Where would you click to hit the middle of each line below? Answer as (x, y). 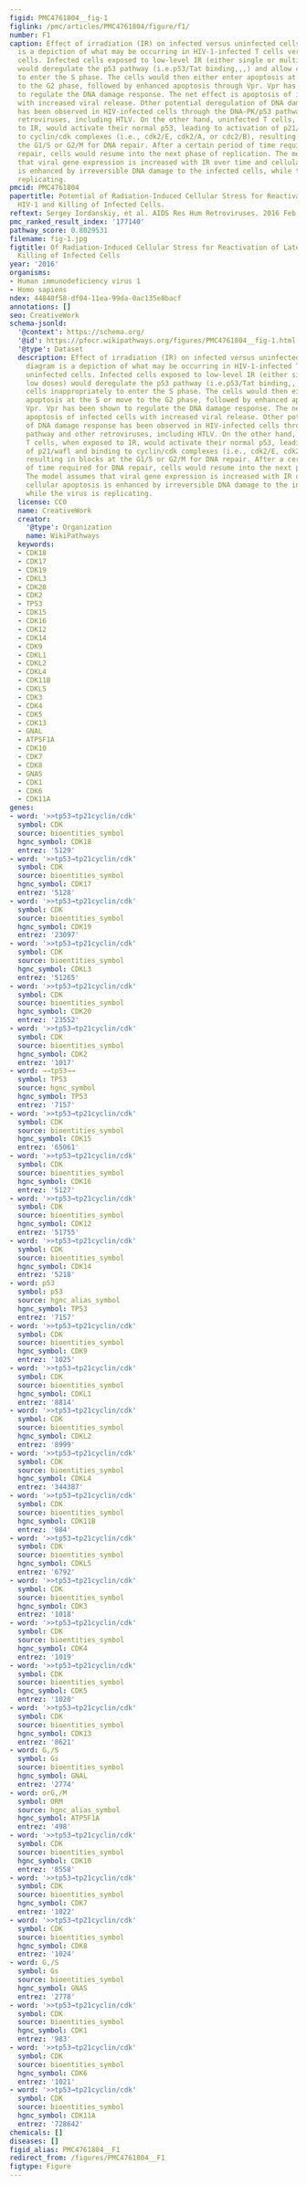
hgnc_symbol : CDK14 (55, 1266)
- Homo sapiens (38, 290)
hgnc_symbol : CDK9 (53, 1351)
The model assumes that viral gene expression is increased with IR (159, 477)
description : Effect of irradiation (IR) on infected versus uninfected (159, 357)
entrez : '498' (44, 1827)
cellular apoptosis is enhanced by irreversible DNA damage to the (157, 485)
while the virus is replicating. (90, 493)
